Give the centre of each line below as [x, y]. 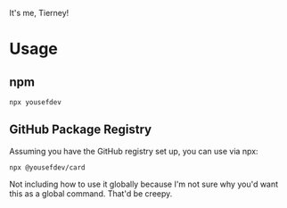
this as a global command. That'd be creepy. [91, 193]
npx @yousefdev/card [48, 167]
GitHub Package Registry [81, 130]
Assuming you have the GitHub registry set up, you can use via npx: [134, 151]
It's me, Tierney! [39, 13]
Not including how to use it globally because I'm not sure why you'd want [144, 184]
